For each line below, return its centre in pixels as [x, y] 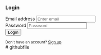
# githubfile [17, 47]
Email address [20, 19]
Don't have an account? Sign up [33, 42]
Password [16, 25]
